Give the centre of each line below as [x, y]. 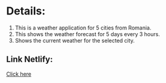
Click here [19, 74]
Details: [26, 11]
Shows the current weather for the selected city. [75, 40]
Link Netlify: [29, 59]
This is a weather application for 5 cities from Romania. [83, 28]
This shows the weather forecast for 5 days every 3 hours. [88, 34]
